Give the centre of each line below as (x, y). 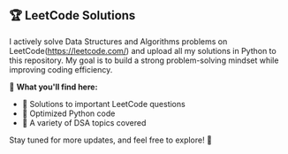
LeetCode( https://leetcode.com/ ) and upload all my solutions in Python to (143, 50)
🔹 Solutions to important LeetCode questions (103, 104)
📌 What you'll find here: (53, 87)
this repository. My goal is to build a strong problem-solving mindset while (144, 60)
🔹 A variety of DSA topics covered (84, 122)
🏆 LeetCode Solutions (72, 15)
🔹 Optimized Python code (68, 113)
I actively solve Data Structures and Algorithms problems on (118, 41)
